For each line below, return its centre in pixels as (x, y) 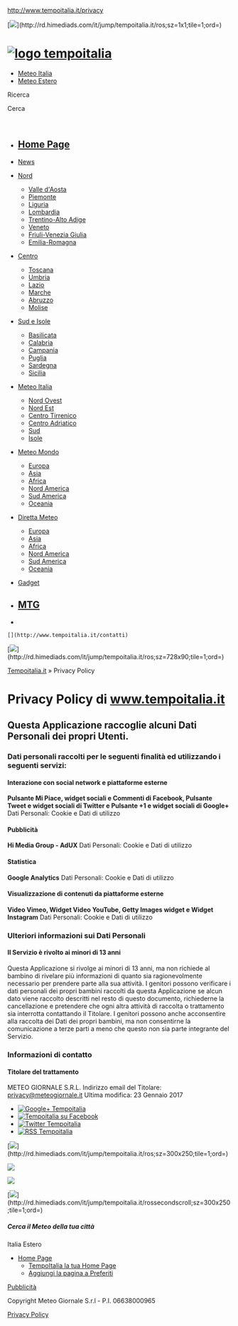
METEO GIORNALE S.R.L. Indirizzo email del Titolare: (85, 1088)
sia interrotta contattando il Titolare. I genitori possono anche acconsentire (117, 1014)
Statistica (22, 862)
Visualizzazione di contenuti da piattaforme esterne (86, 894)
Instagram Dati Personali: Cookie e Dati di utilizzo (80, 917)
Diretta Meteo (38, 517)
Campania (43, 350)
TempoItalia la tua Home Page (72, 1266)
